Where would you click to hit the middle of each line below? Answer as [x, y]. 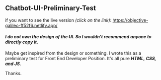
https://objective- [130, 20]
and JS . [13, 64]
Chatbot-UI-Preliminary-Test [50, 8]
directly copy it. [22, 42]
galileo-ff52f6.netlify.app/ [32, 25]
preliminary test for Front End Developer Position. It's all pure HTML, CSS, [81, 59]
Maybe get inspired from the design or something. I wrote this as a [73, 53]
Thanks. [13, 74]
